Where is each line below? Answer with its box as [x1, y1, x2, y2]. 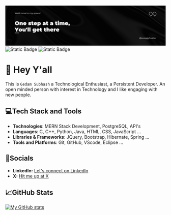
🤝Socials [5, 154, 34, 163]
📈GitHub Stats [5, 188, 53, 197]
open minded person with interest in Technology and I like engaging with [5, 86, 158, 92]
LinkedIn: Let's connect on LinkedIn [12, 167, 89, 173]
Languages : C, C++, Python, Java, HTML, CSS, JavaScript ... [12, 128, 141, 135]
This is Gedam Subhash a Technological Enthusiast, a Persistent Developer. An [5, 81, 165, 87]
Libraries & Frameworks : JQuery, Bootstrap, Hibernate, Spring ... [12, 134, 150, 140]
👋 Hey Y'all [5, 64, 52, 76]
